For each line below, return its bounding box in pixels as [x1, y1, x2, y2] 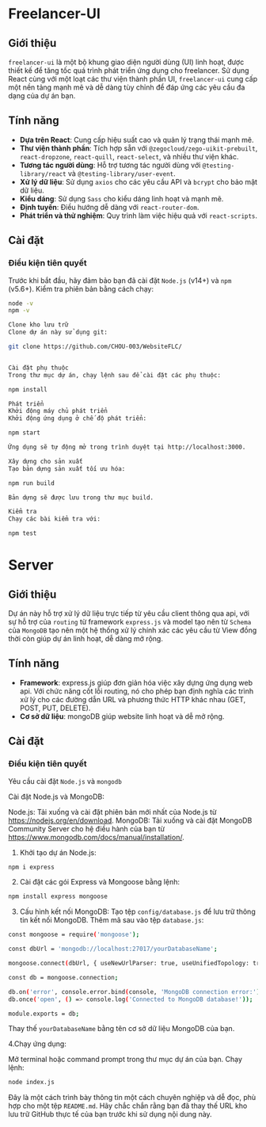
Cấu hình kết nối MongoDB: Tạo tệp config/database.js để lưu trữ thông [19, 907, 256, 916]
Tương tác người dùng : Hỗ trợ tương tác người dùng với [19, 160, 201, 170]
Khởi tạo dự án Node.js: [19, 847, 97, 857]
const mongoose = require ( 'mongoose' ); [8, 930, 140, 939]
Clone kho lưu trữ [8, 321, 69, 329]
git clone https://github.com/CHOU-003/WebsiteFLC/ [8, 342, 182, 350]
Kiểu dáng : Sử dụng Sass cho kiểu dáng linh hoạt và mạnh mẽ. [19, 193, 224, 203]
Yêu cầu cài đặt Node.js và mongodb [8, 776, 123, 785]
